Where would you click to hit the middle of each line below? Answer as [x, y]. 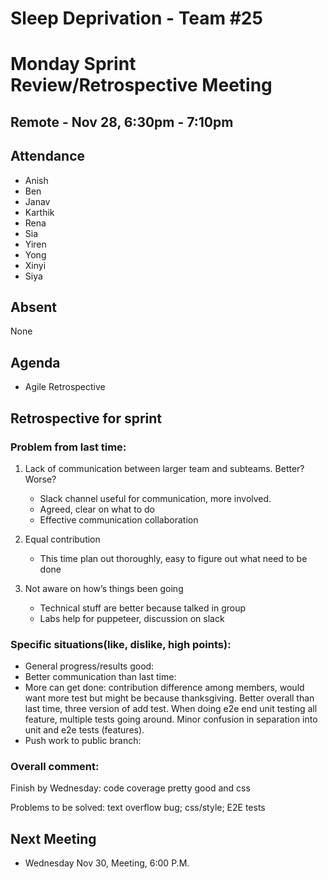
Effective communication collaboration [119, 519]
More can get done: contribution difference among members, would [164, 688]
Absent [33, 307]
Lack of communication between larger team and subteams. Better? [164, 468]
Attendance [48, 156]
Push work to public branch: [83, 741]
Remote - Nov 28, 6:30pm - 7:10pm [122, 122]
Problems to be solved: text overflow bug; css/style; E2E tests [138, 808]
